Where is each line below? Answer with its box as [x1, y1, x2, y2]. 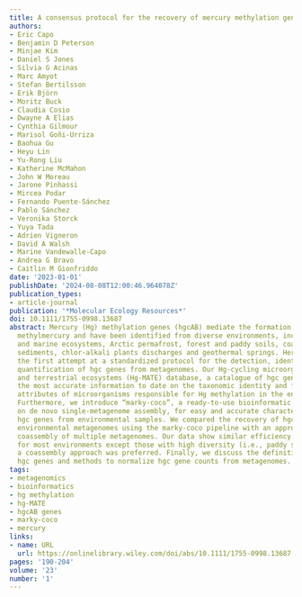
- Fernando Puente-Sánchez [9, 197, 111, 207]
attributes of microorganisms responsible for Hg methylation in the [17, 390, 283, 399]
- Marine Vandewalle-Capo [9, 248, 106, 257]
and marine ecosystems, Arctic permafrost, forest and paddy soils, [17, 339, 280, 348]
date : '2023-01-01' [9, 273, 83, 282]
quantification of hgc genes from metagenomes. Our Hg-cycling [17, 365, 259, 374]
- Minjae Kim [9, 47, 58, 56]
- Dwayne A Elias [9, 113, 75, 122]
